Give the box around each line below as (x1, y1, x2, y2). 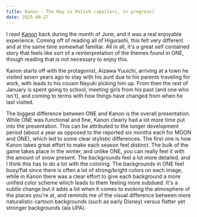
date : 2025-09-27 (6, 14, 49, 20)
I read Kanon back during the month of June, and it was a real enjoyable (6, 30, 182, 37)
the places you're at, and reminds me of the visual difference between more (6, 192, 191, 199)
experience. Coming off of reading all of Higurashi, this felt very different (6, 37, 183, 44)
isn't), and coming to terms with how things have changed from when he (6, 92, 183, 99)
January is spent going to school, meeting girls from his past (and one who (6, 86, 189, 93)
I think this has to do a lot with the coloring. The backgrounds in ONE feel (6, 160, 185, 167)
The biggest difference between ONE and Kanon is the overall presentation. (6, 110, 190, 117)
